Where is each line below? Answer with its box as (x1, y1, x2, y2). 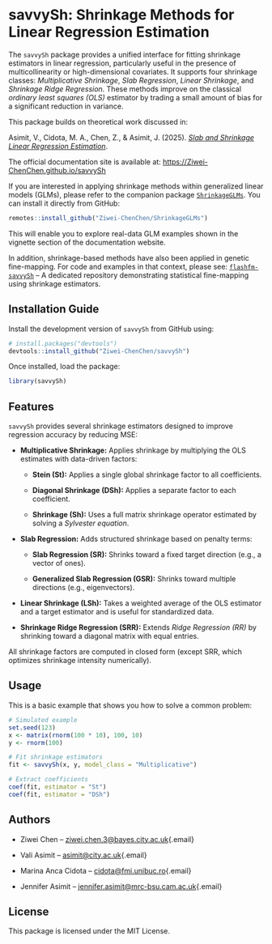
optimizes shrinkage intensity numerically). (8, 656, 152, 665)
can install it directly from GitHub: (8, 198, 120, 208)
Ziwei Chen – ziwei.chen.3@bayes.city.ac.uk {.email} (19, 834, 194, 844)
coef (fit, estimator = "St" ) (8, 783, 107, 791)
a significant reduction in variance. (8, 101, 124, 111)
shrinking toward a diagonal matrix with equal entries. (19, 631, 200, 641)
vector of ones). (32, 559, 87, 568)
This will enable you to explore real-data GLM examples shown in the (8, 228, 239, 238)
